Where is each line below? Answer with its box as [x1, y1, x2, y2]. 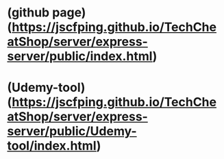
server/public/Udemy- [7, 123, 137, 139]
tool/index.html [7, 138, 97, 154]
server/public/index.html [7, 49, 153, 64]
